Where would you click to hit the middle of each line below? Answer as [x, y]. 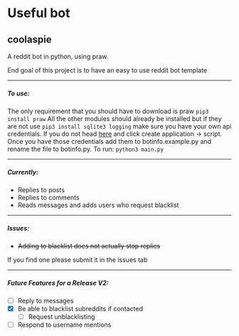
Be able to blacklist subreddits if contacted [80, 308]
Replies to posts [41, 189]
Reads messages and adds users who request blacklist [98, 205]
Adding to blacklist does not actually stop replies [89, 246]
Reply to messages [46, 300]
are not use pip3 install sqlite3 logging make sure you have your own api [119, 126]
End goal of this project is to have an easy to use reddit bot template [107, 70]
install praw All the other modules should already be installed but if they [115, 118]
